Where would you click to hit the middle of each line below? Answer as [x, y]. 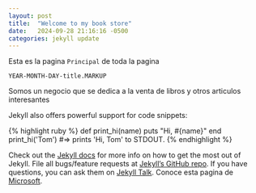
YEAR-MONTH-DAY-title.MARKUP [58, 76]
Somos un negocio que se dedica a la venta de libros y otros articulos [125, 91]
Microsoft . [26, 181]
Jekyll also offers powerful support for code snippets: [98, 115]
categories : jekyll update [54, 38]
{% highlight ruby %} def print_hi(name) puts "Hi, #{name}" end [115, 131]
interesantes [29, 100]
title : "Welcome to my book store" [70, 23]
